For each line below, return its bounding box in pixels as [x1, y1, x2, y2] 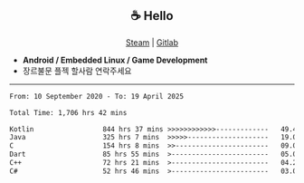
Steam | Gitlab [125, 36, 179, 48]
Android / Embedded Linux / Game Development [22, 54, 208, 65]
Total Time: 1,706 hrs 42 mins [9, 108, 128, 117]
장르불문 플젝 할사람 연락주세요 [22, 65, 132, 76]
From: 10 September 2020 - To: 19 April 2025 [9, 91, 184, 101]
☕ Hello [130, 8, 174, 24]
